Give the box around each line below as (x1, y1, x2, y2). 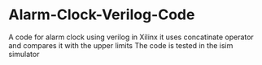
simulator (8, 49, 40, 59)
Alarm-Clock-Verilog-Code (8, 6, 195, 24)
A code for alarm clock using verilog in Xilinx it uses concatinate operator (8, 32, 254, 42)
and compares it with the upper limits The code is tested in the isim (8, 40, 234, 50)
